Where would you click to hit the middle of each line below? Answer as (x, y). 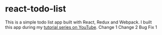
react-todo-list (36, 9)
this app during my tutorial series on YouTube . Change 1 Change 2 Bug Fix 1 (81, 27)
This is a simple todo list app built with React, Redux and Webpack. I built (79, 22)
